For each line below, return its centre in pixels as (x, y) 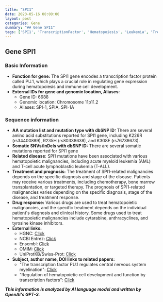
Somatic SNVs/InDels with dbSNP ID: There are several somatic (77, 146)
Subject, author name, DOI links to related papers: (63, 259)
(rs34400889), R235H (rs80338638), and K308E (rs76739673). (76, 140)
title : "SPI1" (19, 9)
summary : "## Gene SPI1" (30, 28)
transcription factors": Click (47, 280)
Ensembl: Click (34, 244)
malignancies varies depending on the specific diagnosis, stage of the (82, 192)
